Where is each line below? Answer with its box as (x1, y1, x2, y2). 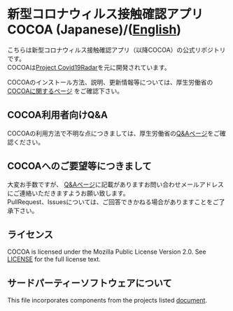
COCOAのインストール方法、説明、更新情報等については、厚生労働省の (7, 78, 213, 86)
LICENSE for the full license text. (7, 255, 101, 263)
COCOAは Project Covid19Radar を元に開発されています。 (7, 63, 171, 71)
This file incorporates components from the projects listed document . (7, 296, 208, 305)
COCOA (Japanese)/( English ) (7, 22, 182, 38)
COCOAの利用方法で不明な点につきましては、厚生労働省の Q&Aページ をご (7, 129, 220, 137)
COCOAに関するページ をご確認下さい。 (7, 87, 124, 95)
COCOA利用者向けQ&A (7, 109, 108, 121)
